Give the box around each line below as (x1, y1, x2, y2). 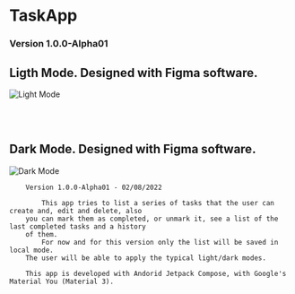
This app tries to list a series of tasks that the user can (41, 198, 275, 207)
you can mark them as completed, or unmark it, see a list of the (25, 214, 279, 223)
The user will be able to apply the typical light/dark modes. (25, 253, 267, 263)
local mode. (9, 246, 54, 255)
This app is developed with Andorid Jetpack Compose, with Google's (25, 269, 287, 278)
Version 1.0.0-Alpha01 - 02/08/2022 (25, 183, 163, 192)
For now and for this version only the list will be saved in (41, 238, 279, 246)
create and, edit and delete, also (9, 206, 143, 215)
